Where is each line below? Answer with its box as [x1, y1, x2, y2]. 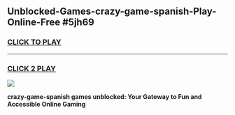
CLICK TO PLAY [7, 38, 62, 47]
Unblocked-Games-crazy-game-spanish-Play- [7, 6, 217, 17]
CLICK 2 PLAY [7, 63, 56, 73]
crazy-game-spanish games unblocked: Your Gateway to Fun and [7, 92, 202, 100]
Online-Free [7, 17, 61, 29]
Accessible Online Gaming [7, 100, 86, 108]
